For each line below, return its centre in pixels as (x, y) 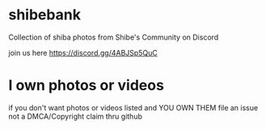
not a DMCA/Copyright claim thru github (76, 116)
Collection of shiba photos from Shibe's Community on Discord (114, 37)
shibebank (44, 15)
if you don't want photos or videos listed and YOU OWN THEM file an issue (133, 107)
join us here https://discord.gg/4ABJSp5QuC (83, 52)
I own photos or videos (86, 85)
